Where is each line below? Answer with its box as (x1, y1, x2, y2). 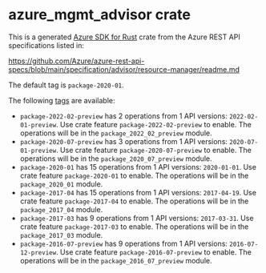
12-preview (19, 248, 57, 257)
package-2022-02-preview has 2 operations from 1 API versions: (19, 110, 228, 121)
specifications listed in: (8, 40, 85, 50)
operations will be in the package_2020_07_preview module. (19, 154, 212, 163)
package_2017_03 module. (19, 230, 103, 239)
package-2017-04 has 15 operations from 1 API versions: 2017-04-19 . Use (19, 187, 256, 197)
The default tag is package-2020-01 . (8, 80, 124, 90)
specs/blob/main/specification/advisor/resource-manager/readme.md (8, 64, 240, 74)
